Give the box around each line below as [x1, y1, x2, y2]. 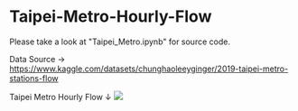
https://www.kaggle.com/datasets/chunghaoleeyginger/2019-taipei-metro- [9, 63, 289, 74]
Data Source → [9, 53, 66, 64]
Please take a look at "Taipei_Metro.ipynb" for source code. [9, 36, 230, 47]
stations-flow [9, 72, 59, 83]
